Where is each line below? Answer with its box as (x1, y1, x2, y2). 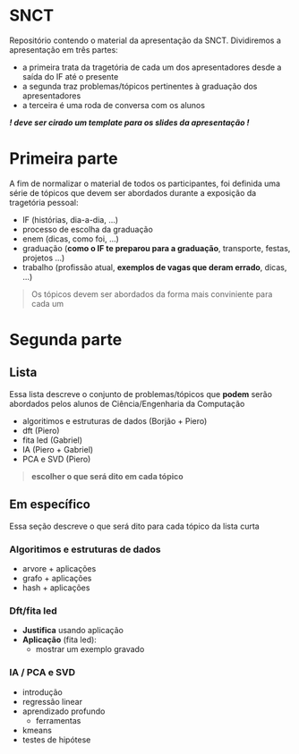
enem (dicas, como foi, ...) (21, 233, 119, 244)
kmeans (21, 724, 52, 735)
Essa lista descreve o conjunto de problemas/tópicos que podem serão (9, 388, 273, 399)
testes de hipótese (21, 734, 91, 745)
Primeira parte (9, 148, 118, 169)
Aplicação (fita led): (21, 634, 97, 645)
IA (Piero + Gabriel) (21, 444, 94, 454)
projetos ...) (21, 252, 65, 263)
